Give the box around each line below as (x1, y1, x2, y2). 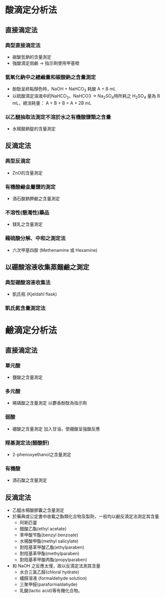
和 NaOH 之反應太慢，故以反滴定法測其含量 (12, 563, 101, 569)
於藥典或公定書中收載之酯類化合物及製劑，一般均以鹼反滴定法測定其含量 (12, 513, 159, 519)
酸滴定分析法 (5, 4, 58, 16)
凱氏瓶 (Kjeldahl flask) (12, 291, 57, 297)
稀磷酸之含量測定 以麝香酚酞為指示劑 (12, 400, 87, 406)
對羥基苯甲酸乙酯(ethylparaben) (19, 545, 85, 551)
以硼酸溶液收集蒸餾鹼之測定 (5, 263, 90, 272)
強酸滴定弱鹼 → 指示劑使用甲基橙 (12, 60, 80, 66)
